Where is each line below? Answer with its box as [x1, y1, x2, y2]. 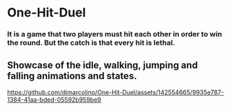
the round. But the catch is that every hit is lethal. [7, 38, 176, 47]
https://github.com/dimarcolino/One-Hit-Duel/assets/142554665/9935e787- [7, 88, 224, 96]
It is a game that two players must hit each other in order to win [7, 30, 223, 39]
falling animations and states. [7, 70, 137, 82]
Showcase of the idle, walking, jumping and [7, 59, 198, 71]
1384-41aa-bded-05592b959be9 [7, 95, 101, 104]
